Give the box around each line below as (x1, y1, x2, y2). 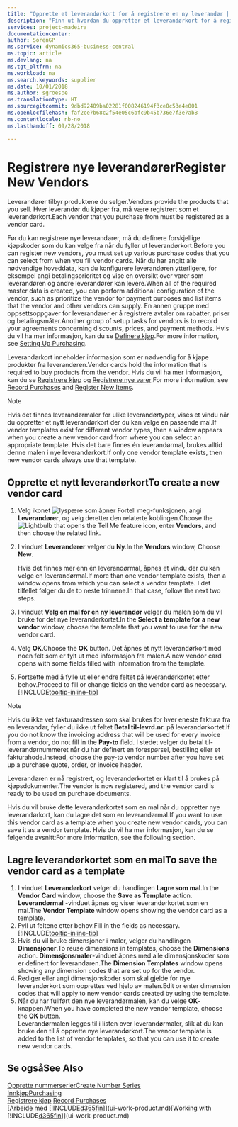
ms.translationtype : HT (7, 96, 78, 103)
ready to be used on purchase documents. (7, 790, 132, 798)
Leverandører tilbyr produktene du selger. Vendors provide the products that (7, 198, 229, 206)
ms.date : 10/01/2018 (7, 83, 69, 90)
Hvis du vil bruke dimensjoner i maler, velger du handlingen (17, 936, 191, 945)
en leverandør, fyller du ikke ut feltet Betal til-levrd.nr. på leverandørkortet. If (7, 723, 230, 731)
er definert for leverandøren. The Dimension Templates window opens (17, 959, 223, 968)
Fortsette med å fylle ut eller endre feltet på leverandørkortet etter (17, 673, 210, 681)
